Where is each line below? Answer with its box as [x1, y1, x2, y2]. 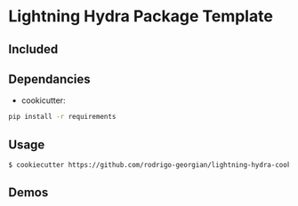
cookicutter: [20, 95, 66, 106]
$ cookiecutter [8, 161, 65, 170]
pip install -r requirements [8, 113, 117, 122]
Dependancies [8, 71, 91, 86]
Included [8, 42, 59, 57]
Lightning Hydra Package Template [8, 6, 273, 27]
